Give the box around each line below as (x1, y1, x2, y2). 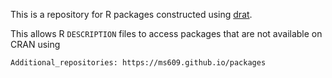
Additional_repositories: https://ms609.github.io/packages (10, 58, 267, 68)
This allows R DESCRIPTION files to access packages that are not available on (10, 28, 323, 39)
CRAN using (10, 39, 61, 50)
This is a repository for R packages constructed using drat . (10, 9, 253, 20)
